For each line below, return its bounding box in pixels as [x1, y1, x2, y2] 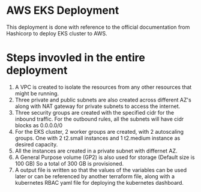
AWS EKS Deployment [6, 4, 119, 17]
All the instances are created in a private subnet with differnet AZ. [14, 147, 178, 154]
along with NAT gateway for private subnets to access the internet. [14, 103, 181, 110]
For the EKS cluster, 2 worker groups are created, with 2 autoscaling [14, 128, 184, 135]
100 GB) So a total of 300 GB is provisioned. [14, 160, 124, 167]
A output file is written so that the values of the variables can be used [14, 166, 187, 173]
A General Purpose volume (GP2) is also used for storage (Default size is [14, 154, 195, 161]
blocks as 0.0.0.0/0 [14, 121, 63, 129]
